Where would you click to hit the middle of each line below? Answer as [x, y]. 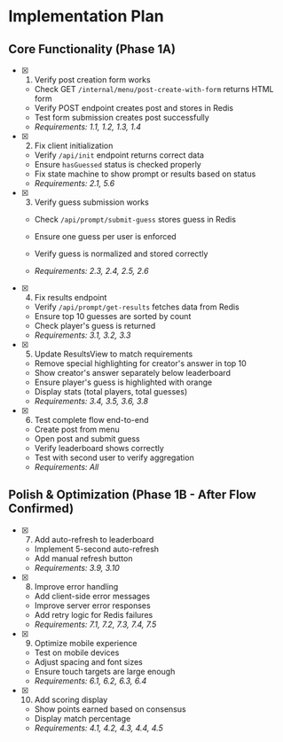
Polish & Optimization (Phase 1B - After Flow [132, 495]
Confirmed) [41, 508]
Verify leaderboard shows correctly [99, 448]
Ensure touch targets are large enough [105, 671]
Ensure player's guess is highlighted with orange [123, 382]
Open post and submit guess [87, 439]
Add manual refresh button [83, 558]
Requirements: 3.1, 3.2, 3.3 [83, 335]
